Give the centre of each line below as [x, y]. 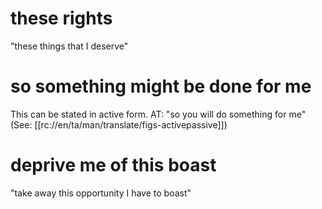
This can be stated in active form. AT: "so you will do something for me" [158, 114]
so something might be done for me [161, 86]
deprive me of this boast [113, 165]
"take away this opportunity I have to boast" [101, 193]
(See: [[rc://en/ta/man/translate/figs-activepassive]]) [119, 124]
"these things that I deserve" [69, 46]
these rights [61, 18]
